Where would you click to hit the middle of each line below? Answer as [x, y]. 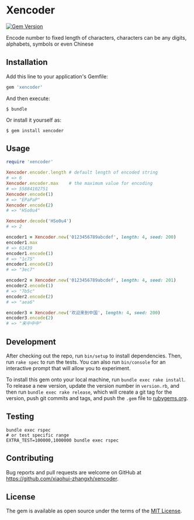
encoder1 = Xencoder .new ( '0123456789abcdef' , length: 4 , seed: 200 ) [91, 237]
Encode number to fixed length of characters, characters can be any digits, [96, 37]
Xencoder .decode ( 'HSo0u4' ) [39, 221]
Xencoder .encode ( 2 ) [30, 205]
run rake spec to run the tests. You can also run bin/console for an [86, 362]
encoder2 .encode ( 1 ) [30, 286]
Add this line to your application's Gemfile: [57, 76]
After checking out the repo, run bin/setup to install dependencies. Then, [94, 356]
